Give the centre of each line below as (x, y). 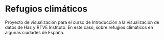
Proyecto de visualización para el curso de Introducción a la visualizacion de (82, 22)
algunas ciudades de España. (35, 32)
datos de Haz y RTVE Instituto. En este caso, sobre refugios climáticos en (79, 27)
